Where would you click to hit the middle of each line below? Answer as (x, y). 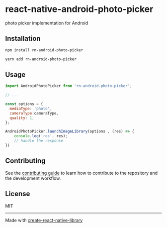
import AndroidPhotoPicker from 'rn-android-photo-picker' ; (69, 86)
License (18, 194)
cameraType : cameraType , (34, 113)
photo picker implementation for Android (47, 23)
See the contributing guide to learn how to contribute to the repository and (82, 173)
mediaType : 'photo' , (31, 109)
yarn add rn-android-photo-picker (41, 59)
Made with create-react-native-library (44, 220)
